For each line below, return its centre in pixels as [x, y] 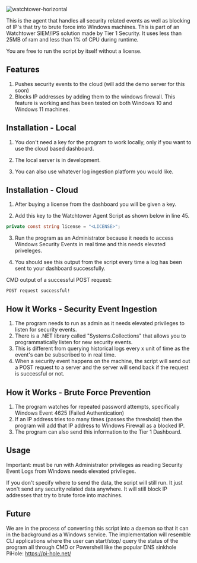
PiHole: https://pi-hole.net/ [39, 553]
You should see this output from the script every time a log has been [98, 262]
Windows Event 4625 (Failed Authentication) [69, 413]
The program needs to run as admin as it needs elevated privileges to [100, 323]
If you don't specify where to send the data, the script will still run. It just [94, 482]
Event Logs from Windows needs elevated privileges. [71, 471]
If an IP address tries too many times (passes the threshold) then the [99, 419]
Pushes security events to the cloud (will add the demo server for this [100, 84]
